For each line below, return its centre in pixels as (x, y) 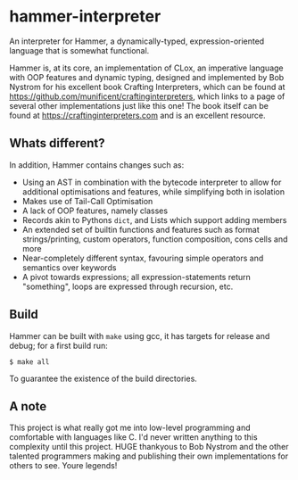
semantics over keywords (69, 267)
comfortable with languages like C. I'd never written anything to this (133, 437)
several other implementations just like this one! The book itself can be (139, 105)
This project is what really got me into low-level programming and (130, 428)
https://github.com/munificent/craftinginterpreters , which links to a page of (147, 96)
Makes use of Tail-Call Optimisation (87, 201)
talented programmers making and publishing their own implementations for (149, 456)
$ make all (29, 362)
